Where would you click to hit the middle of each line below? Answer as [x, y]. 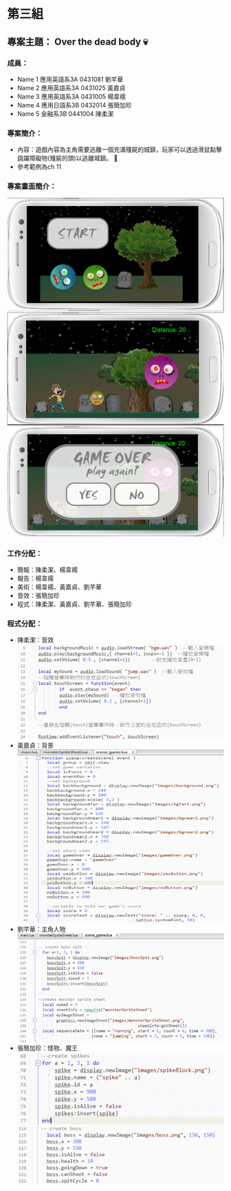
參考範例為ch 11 [39, 167]
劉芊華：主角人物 [41, 929]
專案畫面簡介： [32, 187]
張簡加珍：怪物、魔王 [47, 1048]
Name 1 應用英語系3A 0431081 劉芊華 [70, 79]
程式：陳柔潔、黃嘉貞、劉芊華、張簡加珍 [74, 604]
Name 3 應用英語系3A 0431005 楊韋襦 [71, 96]
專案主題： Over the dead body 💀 [78, 42]
